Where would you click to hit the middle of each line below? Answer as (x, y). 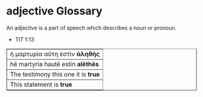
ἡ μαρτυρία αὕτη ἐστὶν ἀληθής (55, 54)
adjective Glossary (54, 11)
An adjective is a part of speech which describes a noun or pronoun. (92, 28)
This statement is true (41, 84)
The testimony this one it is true (55, 74)
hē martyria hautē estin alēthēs (54, 64)
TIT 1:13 (24, 39)
